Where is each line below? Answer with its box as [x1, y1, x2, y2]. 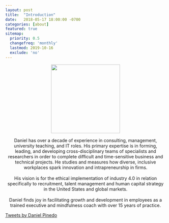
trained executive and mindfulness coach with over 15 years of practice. [10, 202, 161, 208]
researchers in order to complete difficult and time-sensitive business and [8, 153, 163, 159]
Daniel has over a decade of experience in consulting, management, [14, 137, 157, 143]
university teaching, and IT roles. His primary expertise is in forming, [14, 143, 157, 149]
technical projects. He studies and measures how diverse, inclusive [15, 159, 156, 165]
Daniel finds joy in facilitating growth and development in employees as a [9, 197, 162, 203]
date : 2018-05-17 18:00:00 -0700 [5, 17, 81, 22]
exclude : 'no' [10, 50, 40, 55]
